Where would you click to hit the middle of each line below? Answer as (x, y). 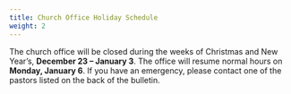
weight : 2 (28, 26)
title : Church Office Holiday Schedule (84, 17)
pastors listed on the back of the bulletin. (85, 80)
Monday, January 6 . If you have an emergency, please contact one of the (145, 70)
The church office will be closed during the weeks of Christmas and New (144, 51)
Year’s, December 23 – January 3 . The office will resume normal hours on (146, 61)
